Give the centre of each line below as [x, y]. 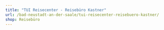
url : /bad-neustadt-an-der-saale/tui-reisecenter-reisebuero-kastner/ [82, 15]
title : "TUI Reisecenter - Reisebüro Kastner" [56, 10]
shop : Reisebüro [23, 19]
